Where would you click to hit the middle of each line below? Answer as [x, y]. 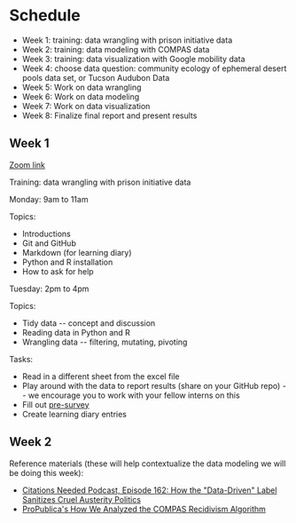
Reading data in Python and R [76, 332]
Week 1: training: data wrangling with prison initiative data [127, 40]
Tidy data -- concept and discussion [89, 323]
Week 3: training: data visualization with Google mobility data [133, 59]
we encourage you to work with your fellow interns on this [134, 395]
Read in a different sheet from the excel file [101, 376]
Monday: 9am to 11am [49, 199]
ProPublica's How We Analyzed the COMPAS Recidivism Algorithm [144, 509]
